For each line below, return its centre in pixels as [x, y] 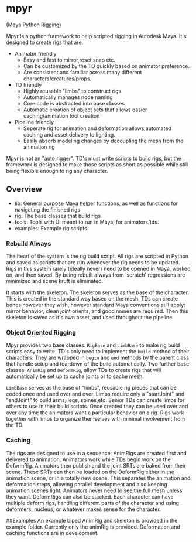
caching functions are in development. [52, 533]
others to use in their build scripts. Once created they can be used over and [97, 407]
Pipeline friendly [34, 122]
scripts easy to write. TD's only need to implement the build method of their [98, 352]
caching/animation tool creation [61, 115]
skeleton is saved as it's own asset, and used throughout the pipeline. [90, 318]
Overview [24, 189]
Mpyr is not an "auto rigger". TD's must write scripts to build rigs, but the [94, 158]
